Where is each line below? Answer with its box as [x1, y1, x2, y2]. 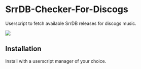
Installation [5, 45, 42, 53]
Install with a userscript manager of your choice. [5, 58, 107, 64]
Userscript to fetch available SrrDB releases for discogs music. [5, 20, 137, 26]
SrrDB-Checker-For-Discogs [5, 4, 128, 15]
